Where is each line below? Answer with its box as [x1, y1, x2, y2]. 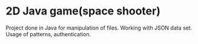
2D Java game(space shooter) [5, 4, 161, 18]
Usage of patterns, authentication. [5, 30, 91, 37]
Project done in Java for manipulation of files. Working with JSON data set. [5, 24, 193, 31]
